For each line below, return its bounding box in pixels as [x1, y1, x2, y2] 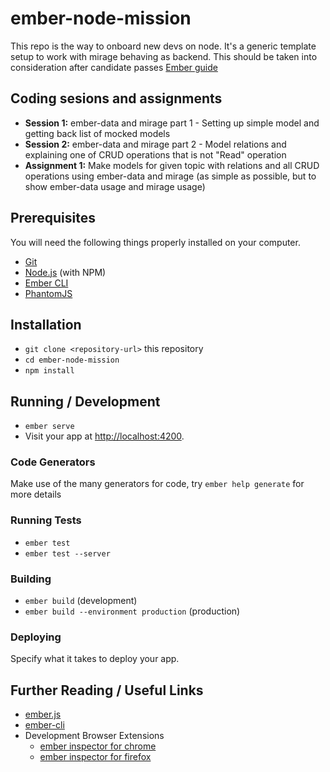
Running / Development [10, 393, 161, 410]
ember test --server [24, 548, 111, 559]
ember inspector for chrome [39, 740, 157, 752]
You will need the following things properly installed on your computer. [10, 236, 301, 248]
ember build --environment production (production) [24, 605, 241, 617]
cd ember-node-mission [24, 355, 120, 366]
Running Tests [10, 513, 82, 527]
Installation [10, 316, 82, 333]
